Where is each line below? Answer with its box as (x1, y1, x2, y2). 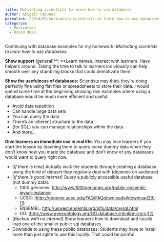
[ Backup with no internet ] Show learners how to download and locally (12, 216, 153, 221)
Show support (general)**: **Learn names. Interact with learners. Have (5, 58, 150, 64)
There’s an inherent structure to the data (12, 119, 94, 124)
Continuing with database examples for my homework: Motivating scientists (5, 44, 158, 49)
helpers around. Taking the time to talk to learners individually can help (5, 63, 148, 69)
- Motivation (9, 25, 36, 30)
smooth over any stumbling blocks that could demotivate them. (5, 69, 132, 74)
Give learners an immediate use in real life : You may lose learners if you (5, 139, 151, 145)
